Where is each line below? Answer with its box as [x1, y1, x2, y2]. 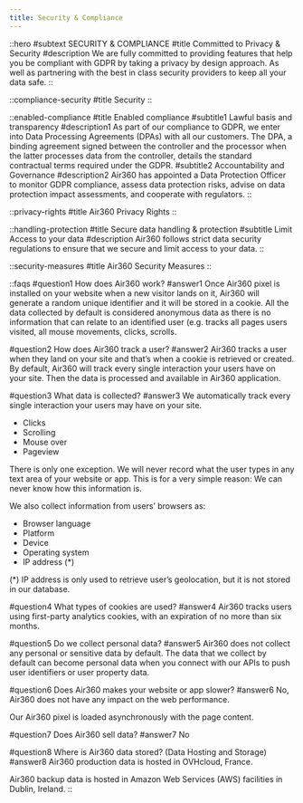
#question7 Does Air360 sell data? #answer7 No [9, 729, 190, 740]
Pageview [22, 445, 60, 457]
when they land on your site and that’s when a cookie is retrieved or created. [9, 353, 295, 364]
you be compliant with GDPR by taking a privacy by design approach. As [9, 57, 279, 68]
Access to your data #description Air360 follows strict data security [9, 233, 262, 244]
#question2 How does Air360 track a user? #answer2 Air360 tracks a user [9, 343, 288, 354]
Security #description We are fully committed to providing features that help [9, 47, 293, 59]
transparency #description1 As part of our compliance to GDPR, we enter [9, 121, 281, 132]
